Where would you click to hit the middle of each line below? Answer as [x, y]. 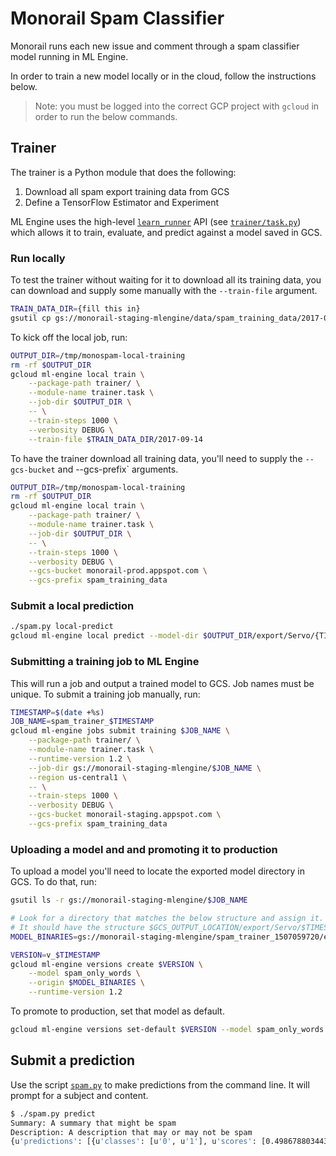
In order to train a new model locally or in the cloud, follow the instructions [163, 76]
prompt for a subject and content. [79, 1095]
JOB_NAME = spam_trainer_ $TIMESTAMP [82, 722]
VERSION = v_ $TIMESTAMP [55, 955]
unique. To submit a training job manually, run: [105, 694]
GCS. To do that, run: [53, 882]
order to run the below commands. [106, 116]
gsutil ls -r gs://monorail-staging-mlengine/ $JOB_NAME [129, 900]
